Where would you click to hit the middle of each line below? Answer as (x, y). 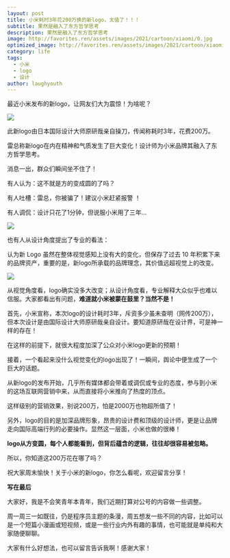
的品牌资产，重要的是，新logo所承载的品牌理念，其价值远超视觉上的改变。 (112, 263)
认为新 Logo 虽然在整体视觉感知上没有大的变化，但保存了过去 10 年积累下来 (114, 255)
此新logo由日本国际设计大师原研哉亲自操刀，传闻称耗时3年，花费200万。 (111, 131)
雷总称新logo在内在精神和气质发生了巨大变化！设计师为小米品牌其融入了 (109, 146)
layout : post (26, 13)
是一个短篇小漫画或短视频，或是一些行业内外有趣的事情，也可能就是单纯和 (112, 525)
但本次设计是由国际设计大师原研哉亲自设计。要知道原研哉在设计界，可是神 (112, 322)
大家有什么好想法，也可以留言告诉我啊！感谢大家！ (79, 548)
